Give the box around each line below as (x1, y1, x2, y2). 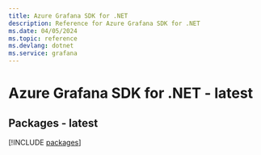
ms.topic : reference (8, 34, 78, 43)
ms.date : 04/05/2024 (8, 27, 78, 35)
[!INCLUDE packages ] (8, 138, 82, 147)
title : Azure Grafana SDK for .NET (8, 11, 128, 20)
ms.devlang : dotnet (8, 42, 74, 50)
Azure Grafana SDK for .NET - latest (8, 84, 254, 103)
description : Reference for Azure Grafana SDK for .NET (8, 19, 200, 27)
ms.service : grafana (8, 49, 78, 57)
